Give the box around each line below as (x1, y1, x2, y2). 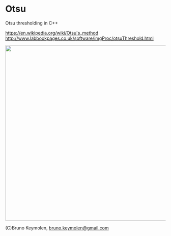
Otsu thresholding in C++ (5, 20, 59, 26)
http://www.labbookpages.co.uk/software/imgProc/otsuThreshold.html (5, 35, 154, 41)
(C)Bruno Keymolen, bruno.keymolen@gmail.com (5, 225, 109, 231)
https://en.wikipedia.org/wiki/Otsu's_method (5, 30, 99, 36)
